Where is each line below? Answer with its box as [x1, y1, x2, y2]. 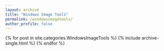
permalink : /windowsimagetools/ [5, 16, 73, 21]
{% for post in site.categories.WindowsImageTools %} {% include [5, 35, 141, 41]
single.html [5, 40, 28, 46]
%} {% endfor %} [29, 40, 65, 46]
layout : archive [5, 7, 39, 12]
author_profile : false [5, 21, 53, 26]
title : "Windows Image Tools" [5, 12, 69, 17]
